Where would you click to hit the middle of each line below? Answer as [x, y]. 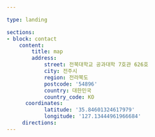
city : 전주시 [60, 71]
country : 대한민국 [68, 90]
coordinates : [44, 104]
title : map [47, 52]
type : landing [27, 19]
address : [44, 58]
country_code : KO [69, 97]
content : [32, 45]
